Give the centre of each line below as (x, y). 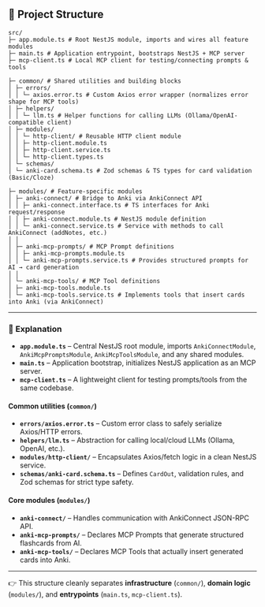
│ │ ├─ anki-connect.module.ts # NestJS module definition (107, 219)
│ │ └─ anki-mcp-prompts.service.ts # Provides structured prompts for (128, 260)
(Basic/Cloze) (32, 177)
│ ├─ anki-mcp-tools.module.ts (60, 288)
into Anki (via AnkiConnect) (56, 302)
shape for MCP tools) (44, 102)
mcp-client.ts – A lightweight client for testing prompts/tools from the (133, 380)
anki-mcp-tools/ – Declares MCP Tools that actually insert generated (131, 551)
